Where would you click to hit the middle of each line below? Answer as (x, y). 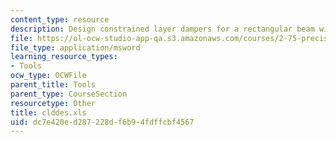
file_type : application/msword (75, 47)
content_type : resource (60, 19)
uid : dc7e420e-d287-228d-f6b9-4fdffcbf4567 (102, 122)
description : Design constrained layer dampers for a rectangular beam (162, 29)
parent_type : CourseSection (69, 94)
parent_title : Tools (53, 85)
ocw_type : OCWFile (48, 76)
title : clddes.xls (48, 112)
